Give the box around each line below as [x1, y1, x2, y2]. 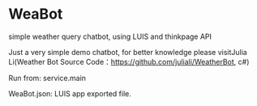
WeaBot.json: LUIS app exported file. [8, 88, 132, 98]
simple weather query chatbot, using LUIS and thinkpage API [8, 32, 212, 41]
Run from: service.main [8, 73, 87, 83]
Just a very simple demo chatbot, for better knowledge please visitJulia [8, 47, 247, 57]
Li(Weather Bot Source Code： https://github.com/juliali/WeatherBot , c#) [8, 57, 250, 66]
